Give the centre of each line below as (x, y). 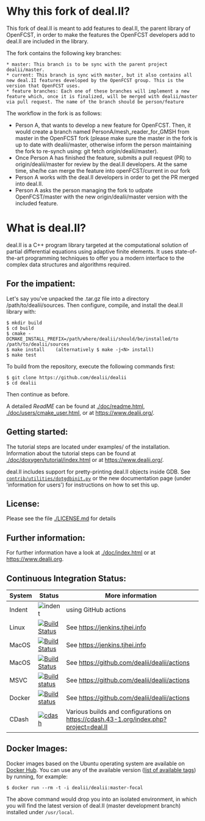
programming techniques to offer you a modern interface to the (105, 258)
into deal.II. (29, 183)
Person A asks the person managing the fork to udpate (84, 190)
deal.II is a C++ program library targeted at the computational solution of (97, 245)
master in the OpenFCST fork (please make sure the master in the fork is (106, 138)
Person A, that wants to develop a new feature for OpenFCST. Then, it (103, 125)
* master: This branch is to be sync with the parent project (87, 64)
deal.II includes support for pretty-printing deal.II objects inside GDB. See (98, 471)
